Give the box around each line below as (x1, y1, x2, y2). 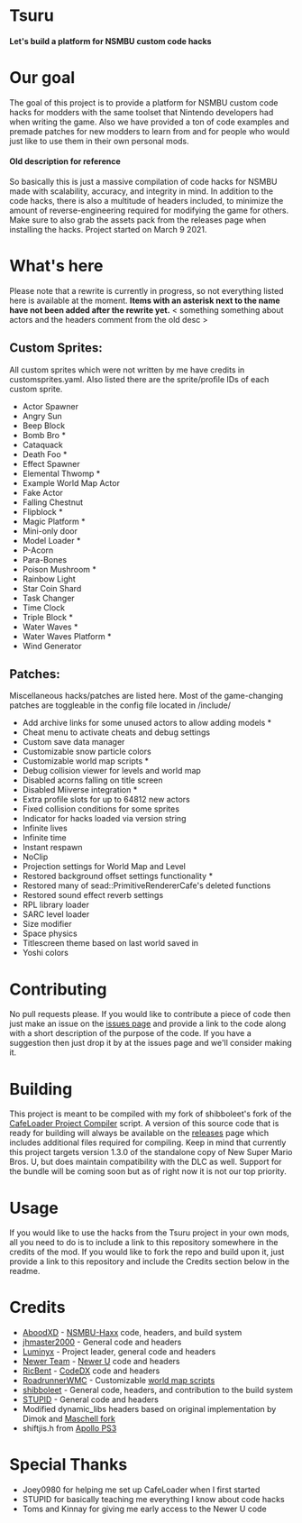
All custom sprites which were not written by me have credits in (9, 364, 245, 375)
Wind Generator (22, 640, 83, 651)
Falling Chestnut (22, 497, 84, 508)
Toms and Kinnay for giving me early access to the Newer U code (22, 1503, 268, 1515)
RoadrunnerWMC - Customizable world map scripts (22, 1375, 215, 1386)
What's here (9, 256, 104, 276)
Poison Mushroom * (22, 564, 97, 574)
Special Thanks (9, 1454, 128, 1475)
